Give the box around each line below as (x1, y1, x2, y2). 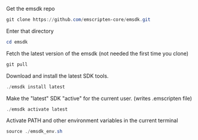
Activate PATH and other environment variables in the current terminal (6, 117, 178, 124)
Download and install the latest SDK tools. (6, 72, 109, 80)
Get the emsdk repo (6, 5, 55, 12)
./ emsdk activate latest (6, 106, 68, 112)
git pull (6, 61, 28, 68)
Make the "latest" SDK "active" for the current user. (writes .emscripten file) (6, 95, 193, 102)
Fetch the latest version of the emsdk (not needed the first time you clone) (6, 50, 189, 57)
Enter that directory (6, 27, 54, 35)
